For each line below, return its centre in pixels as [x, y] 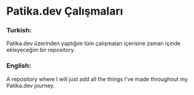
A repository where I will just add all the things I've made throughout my [97, 79]
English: [19, 66]
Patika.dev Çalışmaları [65, 11]
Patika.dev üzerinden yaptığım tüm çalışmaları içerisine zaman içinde [94, 43]
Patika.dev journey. [31, 85]
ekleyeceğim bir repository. [41, 50]
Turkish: [19, 30]
